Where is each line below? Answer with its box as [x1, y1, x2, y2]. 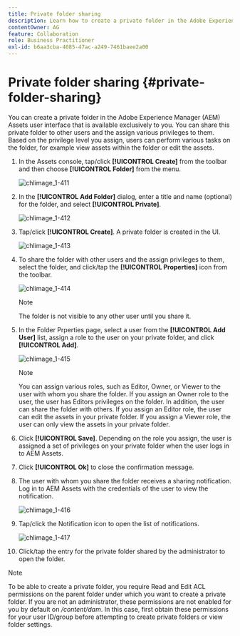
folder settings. [8, 620, 53, 628]
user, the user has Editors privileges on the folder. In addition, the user [18, 397, 225, 406]
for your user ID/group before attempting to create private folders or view [8, 612, 223, 621]
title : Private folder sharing [8, 10, 101, 18]
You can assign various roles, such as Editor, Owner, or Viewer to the [18, 382, 221, 391]
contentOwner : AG [8, 24, 60, 31]
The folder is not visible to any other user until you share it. [18, 312, 192, 320]
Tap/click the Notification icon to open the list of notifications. [18, 519, 200, 528]
